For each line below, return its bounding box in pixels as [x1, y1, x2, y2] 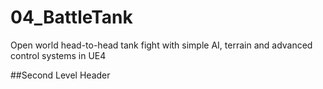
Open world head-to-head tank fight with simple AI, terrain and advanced [10, 39, 313, 51]
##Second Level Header [10, 69, 111, 81]
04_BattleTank [10, 6, 133, 29]
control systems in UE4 [10, 49, 107, 61]
